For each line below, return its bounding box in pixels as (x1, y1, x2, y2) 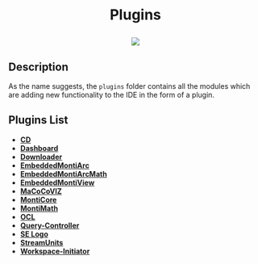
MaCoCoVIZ (19, 186, 62, 195)
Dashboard (19, 143, 59, 153)
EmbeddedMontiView (19, 178, 95, 187)
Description (8, 60, 69, 73)
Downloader (19, 152, 63, 161)
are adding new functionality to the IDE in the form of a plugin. (8, 90, 215, 99)
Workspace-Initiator (19, 246, 90, 256)
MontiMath (19, 203, 59, 213)
